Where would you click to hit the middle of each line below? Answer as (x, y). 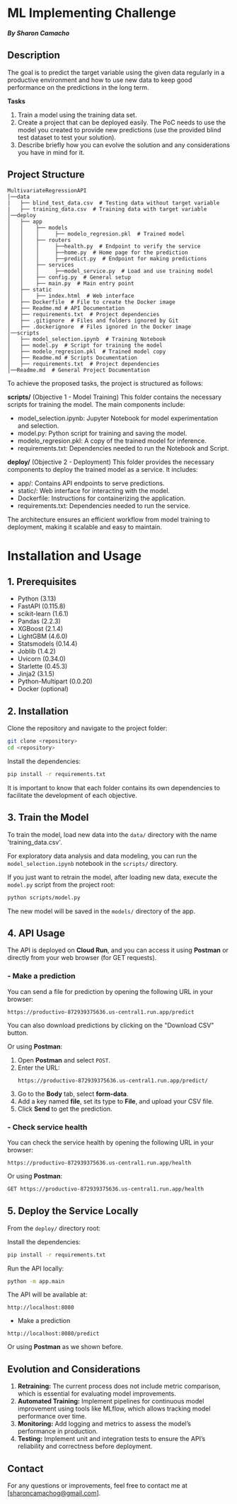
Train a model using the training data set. (77, 115)
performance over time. (52, 1416)
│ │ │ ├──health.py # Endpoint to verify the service (104, 247)
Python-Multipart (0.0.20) (55, 681)
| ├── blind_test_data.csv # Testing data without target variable (114, 203)
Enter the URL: (39, 1068)
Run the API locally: (36, 1268)
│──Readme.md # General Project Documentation (79, 370)
